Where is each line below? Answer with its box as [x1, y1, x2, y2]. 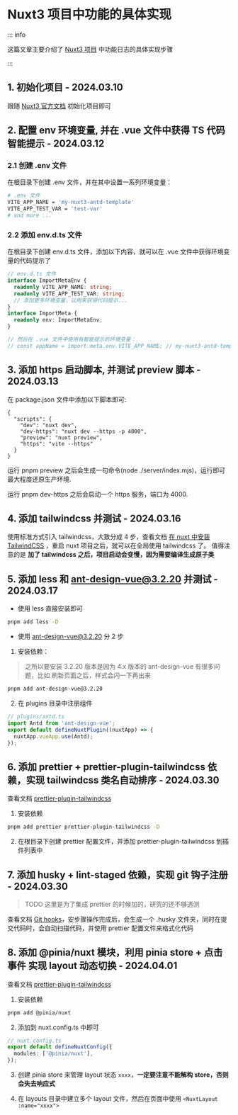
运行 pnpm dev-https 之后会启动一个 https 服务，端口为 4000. [7, 489, 188, 498]
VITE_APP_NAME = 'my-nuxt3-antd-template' [7, 199, 135, 206]
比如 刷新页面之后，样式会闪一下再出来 [37, 671, 151, 680]
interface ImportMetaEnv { [7, 277, 87, 284]
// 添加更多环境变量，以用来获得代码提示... [13, 297, 128, 304]
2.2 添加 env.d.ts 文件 [7, 230, 83, 239]
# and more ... [7, 212, 52, 220]
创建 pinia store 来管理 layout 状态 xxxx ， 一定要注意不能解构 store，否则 [17, 1070, 229, 1079]
